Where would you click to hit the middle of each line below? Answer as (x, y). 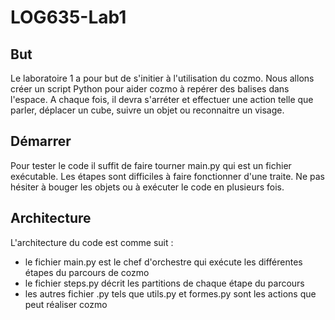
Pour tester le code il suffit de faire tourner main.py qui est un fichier (151, 165)
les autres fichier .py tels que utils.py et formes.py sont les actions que (170, 293)
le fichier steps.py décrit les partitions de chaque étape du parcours (164, 283)
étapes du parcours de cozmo (87, 272)
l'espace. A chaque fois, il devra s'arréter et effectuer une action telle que (162, 99)
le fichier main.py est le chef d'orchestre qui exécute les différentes (163, 262)
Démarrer (41, 141)
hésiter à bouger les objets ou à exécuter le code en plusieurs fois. (147, 187)
